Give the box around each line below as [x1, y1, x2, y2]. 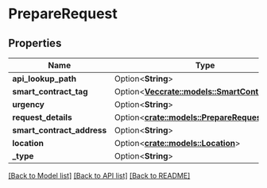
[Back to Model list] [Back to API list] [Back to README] [8, 171, 191, 180]
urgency [12, 99, 45, 109]
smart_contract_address [12, 125, 107, 136]
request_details [12, 112, 73, 123]
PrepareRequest [8, 5, 118, 23]
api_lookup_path [12, 73, 77, 84]
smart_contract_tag [12, 86, 89, 97]
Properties [8, 36, 62, 50]
